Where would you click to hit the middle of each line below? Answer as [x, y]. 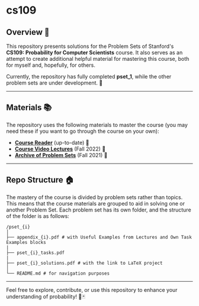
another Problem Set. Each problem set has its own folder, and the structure [99, 210]
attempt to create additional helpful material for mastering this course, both [98, 59]
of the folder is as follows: [38, 216]
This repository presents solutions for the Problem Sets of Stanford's [90, 46]
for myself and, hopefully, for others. [51, 65]
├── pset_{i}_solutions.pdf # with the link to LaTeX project [84, 263]
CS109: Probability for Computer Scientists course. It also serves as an [94, 53]
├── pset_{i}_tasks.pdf [36, 253]
